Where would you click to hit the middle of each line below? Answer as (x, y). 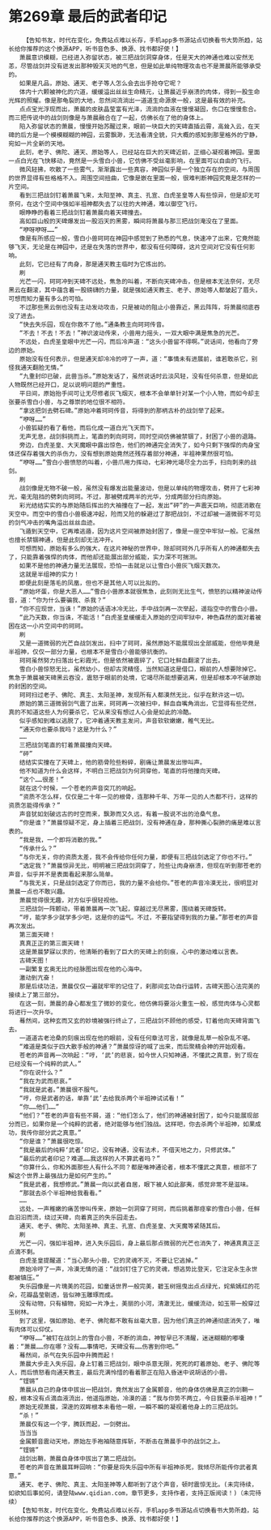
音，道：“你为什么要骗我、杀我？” (57, 600)
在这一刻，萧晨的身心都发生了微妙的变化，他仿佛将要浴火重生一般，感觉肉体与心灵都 (140, 1003)
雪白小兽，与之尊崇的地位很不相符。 (78, 402)
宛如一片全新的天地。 (38, 144)
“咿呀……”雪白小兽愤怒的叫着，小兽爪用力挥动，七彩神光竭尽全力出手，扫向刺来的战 (138, 462)
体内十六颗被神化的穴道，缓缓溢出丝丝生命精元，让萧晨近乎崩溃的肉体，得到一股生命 (140, 92)
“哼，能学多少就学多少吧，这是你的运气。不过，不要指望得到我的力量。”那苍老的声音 (139, 917)
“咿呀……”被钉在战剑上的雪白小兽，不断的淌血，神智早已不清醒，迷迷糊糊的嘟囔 (132, 1338)
